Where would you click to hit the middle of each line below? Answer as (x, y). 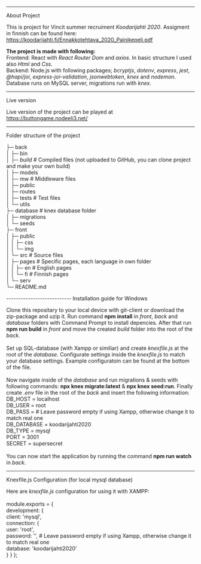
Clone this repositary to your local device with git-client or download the (95, 310)
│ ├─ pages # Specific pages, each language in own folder (79, 261)
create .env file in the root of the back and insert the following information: (98, 393)
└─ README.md (26, 287)
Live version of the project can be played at (60, 112)
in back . (16, 462)
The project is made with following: (51, 51)
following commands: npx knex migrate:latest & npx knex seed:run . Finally (100, 386)
